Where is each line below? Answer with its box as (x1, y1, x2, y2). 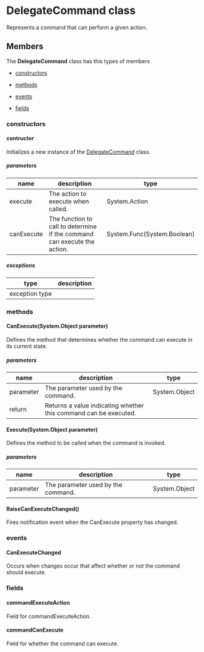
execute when (49, 197, 89, 205)
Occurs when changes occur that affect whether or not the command (6, 562, 180, 569)
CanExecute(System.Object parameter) (6, 322, 108, 330)
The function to (49, 214, 93, 223)
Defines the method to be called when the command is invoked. (6, 440, 166, 447)
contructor (6, 135, 35, 142)
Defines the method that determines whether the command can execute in (6, 336, 192, 343)
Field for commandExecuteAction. (6, 613, 91, 620)
